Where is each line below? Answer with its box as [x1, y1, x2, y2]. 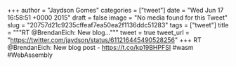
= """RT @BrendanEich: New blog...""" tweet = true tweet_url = [7, 28, 190, 37]
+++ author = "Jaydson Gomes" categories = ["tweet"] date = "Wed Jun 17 [7, 6, 224, 14]
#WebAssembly [7, 51, 53, 59]
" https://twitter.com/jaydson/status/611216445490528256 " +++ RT [7, 36, 202, 44]
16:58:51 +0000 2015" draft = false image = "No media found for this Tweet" [7, 13, 228, 22]
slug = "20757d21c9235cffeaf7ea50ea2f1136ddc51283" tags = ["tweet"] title [7, 21, 229, 29]
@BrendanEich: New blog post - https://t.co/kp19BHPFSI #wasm [7, 44, 194, 51]
